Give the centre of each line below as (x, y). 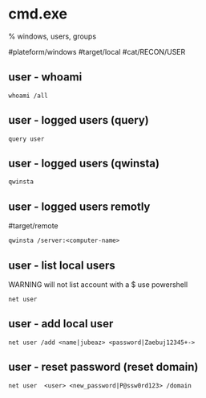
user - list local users (62, 265)
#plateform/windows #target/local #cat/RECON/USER (97, 51)
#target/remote (33, 226)
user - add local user (61, 324)
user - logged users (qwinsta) (84, 163)
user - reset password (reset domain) (103, 367)
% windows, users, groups (53, 36)
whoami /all (28, 96)
